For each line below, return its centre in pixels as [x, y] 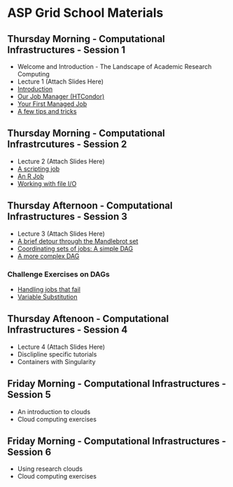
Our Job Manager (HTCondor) [61, 96]
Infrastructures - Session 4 [68, 330]
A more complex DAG [48, 256]
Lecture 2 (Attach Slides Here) [61, 161]
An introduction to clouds [54, 411]
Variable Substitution [48, 297]
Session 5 [29, 395]
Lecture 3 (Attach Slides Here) [61, 234]
